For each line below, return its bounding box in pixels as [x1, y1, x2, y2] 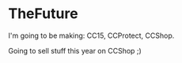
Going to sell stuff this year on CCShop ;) [8, 46, 142, 55]
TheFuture [8, 5, 78, 23]
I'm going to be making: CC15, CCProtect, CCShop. [8, 31, 175, 40]
